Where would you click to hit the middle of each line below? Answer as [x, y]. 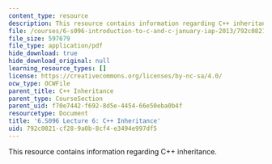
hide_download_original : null [59, 61]
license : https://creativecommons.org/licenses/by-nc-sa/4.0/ [115, 76]
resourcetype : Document [49, 114]
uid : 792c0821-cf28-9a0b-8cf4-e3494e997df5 [83, 128]
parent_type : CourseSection [56, 99]
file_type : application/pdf [56, 46]
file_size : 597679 [39, 38]
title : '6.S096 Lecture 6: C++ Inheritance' [85, 121]
